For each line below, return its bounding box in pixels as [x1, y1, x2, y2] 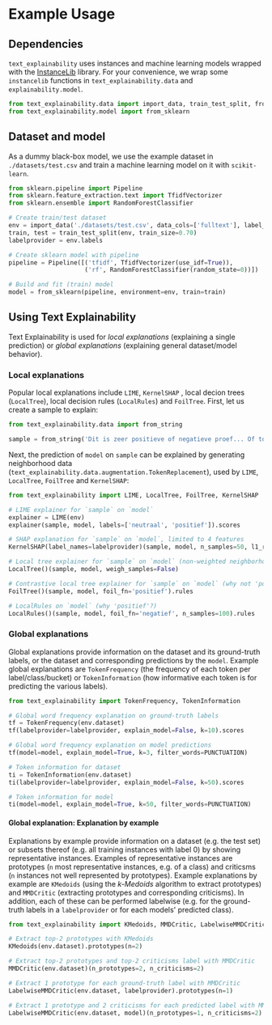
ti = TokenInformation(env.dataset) [8, 770, 132, 779]
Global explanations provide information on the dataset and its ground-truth [8, 646, 261, 656]
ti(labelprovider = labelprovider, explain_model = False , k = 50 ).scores [8, 778, 244, 786]
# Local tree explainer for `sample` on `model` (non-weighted [8, 557, 227, 566]
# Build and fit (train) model [8, 281, 114, 289]
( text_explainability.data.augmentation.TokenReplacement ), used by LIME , [8, 467, 259, 476]
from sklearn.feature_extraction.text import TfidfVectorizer [8, 192, 223, 200]
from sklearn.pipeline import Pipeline [8, 184, 143, 193]
